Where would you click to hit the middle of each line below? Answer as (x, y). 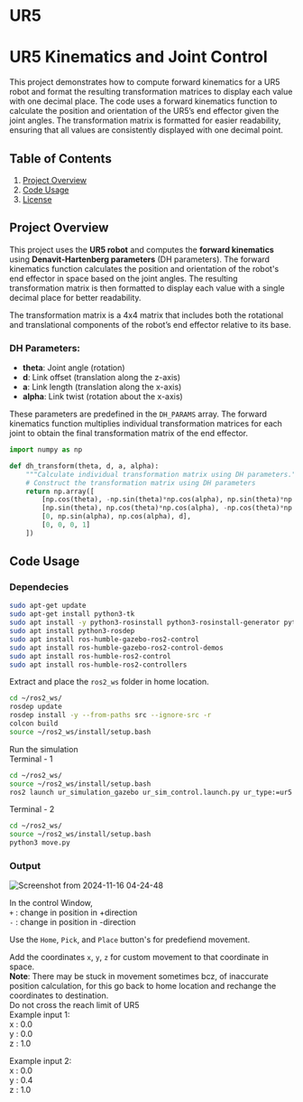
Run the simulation (44, 749)
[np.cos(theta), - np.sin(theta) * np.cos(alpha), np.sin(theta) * (163, 500)
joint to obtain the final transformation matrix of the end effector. (129, 434)
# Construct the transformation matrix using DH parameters (141, 483)
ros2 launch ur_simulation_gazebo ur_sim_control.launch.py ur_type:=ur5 (151, 792)
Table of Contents (61, 159)
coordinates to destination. (59, 995)
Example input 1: (40, 1015)
